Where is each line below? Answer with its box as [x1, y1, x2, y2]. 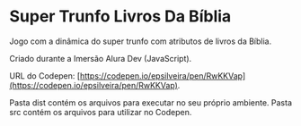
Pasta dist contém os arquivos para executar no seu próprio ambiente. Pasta [9, 97, 293, 108]
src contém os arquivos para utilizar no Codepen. [9, 106, 192, 117]
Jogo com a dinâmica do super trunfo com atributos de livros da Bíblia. [9, 36, 272, 46]
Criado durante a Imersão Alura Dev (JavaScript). [9, 53, 192, 63]
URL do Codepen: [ [9, 70, 81, 81]
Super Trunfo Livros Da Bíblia [9, 6, 232, 27]
